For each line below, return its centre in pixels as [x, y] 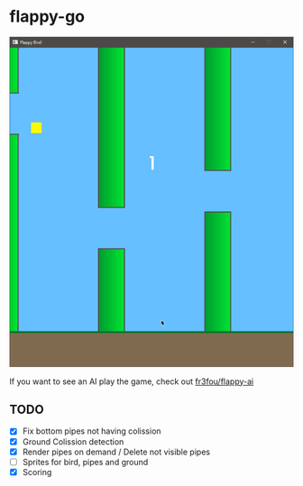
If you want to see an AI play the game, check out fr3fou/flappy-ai [132, 381]
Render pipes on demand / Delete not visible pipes [116, 452]
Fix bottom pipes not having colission [92, 431]
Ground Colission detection [73, 441]
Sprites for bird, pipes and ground [85, 462]
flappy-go [47, 17]
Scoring [37, 472]
